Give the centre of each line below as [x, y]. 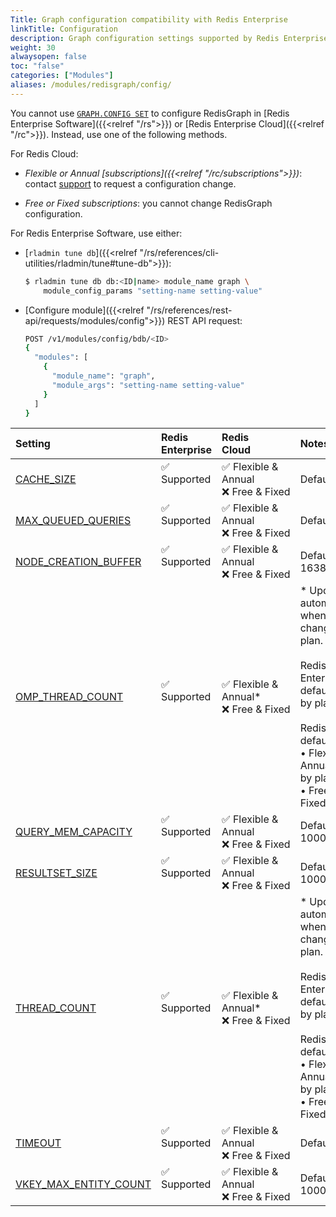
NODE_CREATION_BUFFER [78, 562]
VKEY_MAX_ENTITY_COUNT [83, 1184]
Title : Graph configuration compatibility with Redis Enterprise [149, 19]
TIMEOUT [38, 1143]
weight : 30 [33, 47]
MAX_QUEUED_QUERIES [73, 521]
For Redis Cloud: [44, 153]
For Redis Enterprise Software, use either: [96, 233]
